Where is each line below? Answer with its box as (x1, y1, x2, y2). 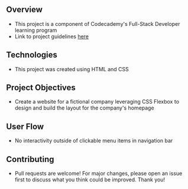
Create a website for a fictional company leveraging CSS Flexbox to (14, 98, 179, 105)
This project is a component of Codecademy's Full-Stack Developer (14, 20, 180, 27)
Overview (6, 5, 43, 15)
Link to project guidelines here (14, 32, 89, 40)
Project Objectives (6, 82, 76, 93)
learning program (14, 26, 57, 34)
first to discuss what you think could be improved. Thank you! (14, 176, 166, 183)
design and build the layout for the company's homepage (14, 104, 155, 111)
